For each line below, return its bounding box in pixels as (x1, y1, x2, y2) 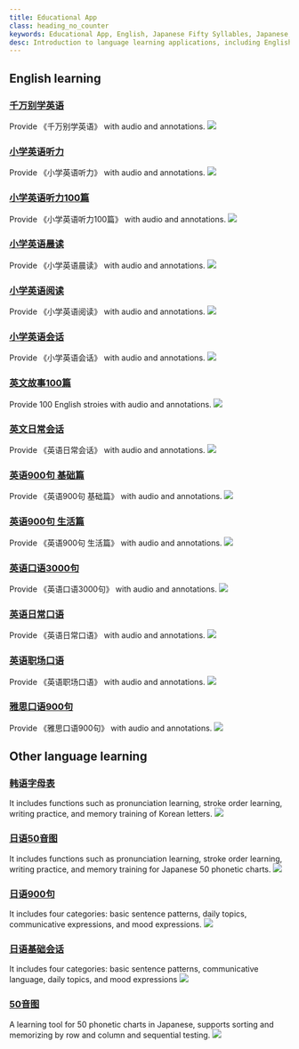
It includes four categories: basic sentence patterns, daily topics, (9, 908, 247, 919)
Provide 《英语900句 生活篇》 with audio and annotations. (9, 537, 222, 548)
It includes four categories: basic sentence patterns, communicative (9, 964, 259, 974)
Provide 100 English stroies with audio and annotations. (9, 399, 212, 409)
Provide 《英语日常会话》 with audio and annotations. (9, 445, 206, 456)
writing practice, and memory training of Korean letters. (9, 809, 214, 819)
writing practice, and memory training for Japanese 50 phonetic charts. (9, 864, 271, 875)
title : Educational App (9, 12, 98, 22)
